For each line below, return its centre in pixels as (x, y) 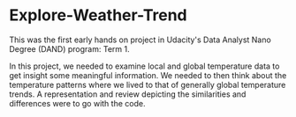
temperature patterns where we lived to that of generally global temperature (148, 84)
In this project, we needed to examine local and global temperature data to (144, 66)
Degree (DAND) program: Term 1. (69, 48)
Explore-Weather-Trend (98, 15)
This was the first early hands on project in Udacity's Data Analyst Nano (140, 40)
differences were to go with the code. (77, 103)
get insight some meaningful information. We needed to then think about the (148, 75)
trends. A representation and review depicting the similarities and (128, 94)
